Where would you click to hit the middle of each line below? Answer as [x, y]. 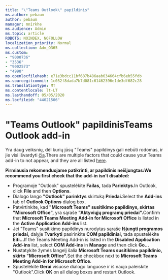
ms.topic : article [25, 34]
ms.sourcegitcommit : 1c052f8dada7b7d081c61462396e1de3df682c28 [74, 81]
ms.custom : [17, 52]
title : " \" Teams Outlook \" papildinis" [47, 10]
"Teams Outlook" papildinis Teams [79, 125]
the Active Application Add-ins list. [50, 224]
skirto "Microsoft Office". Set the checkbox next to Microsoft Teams [85, 256]
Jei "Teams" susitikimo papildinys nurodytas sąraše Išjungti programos [88, 229]
